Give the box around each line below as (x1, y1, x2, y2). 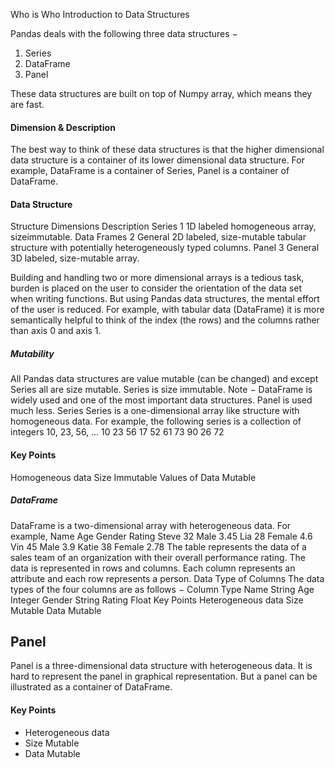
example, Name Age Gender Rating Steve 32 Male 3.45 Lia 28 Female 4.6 (10, 530, 313, 542)
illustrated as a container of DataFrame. (10, 681, 173, 693)
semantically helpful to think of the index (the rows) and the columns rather (10, 314, 320, 326)
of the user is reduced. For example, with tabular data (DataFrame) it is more (10, 304, 325, 316)
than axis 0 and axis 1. (10, 325, 102, 337)
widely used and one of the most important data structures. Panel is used (10, 394, 313, 406)
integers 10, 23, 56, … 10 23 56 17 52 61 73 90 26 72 (10, 426, 225, 438)
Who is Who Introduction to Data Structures (10, 9, 190, 20)
